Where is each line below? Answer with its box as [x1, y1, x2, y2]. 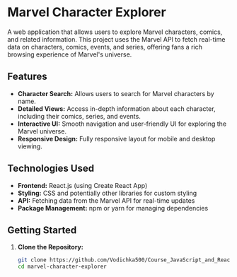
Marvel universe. [17, 126, 67, 135]
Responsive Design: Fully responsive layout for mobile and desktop [17, 134, 216, 143]
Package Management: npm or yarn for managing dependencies [17, 204, 209, 212]
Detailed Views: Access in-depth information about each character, [17, 104, 216, 113]
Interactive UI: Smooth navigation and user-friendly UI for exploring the [17, 119, 227, 128]
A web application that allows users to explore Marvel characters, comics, [7, 28, 223, 36]
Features [7, 71, 47, 83]
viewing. [17, 142, 42, 151]
